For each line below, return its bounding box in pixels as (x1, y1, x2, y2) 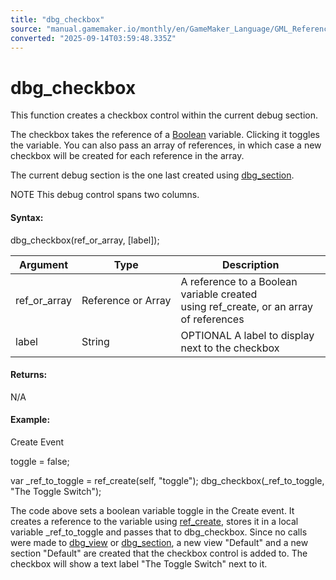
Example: (10, 414, 51, 426)
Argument (18, 257, 69, 271)
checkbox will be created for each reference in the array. (10, 150, 245, 162)
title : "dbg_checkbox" (10, 14, 105, 25)
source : (10, 24, 43, 34)
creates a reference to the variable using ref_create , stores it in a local (10, 515, 299, 527)
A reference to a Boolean (180, 274, 298, 288)
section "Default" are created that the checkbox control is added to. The (10, 547, 308, 559)
